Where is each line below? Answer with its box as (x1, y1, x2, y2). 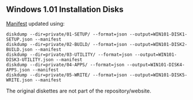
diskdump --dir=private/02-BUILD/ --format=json (6, 41, 127, 47)
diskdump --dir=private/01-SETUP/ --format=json (6, 31, 127, 37)
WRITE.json (6, 77, 33, 83)
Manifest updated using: (6, 20, 65, 27)
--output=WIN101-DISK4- (127, 62, 185, 67)
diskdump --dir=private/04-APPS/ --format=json (6, 62, 125, 67)
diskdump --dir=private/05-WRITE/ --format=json (6, 72, 127, 78)
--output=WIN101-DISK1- (129, 31, 188, 37)
